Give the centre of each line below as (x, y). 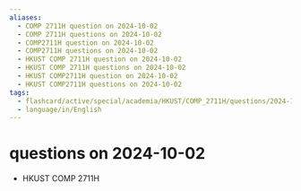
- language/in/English (60, 109)
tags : (19, 92)
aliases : (26, 17)
